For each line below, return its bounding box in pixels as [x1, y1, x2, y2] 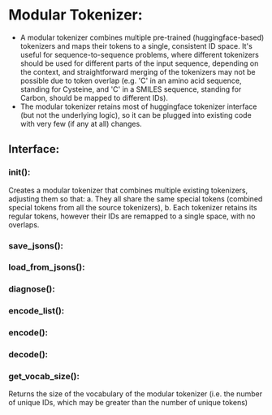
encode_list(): [8, 305, 65, 317]
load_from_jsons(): [8, 262, 85, 273]
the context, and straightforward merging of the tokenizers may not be [19, 67, 256, 76]
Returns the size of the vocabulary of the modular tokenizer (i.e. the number [8, 389, 262, 399]
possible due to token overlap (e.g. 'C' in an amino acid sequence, [19, 76, 242, 85]
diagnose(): [8, 283, 55, 295]
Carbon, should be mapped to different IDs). [19, 93, 169, 102]
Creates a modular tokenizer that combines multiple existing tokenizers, [8, 185, 248, 195]
